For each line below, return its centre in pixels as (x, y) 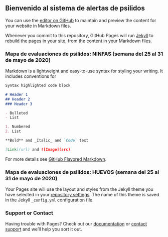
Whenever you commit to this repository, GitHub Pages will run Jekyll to (79, 35)
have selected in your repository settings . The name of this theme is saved (82, 195)
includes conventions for (31, 76)
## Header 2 (18, 99)
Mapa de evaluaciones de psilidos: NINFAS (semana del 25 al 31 (84, 54)
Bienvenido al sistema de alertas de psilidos (75, 8)
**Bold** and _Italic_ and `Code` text (47, 141)
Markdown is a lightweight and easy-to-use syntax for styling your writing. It (84, 71)
